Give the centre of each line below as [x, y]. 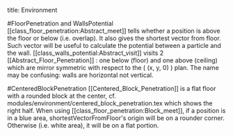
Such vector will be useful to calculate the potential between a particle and [114, 45]
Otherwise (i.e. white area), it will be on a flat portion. [83, 125]
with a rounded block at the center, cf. [62, 96]
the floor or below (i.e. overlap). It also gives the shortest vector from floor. [114, 38]
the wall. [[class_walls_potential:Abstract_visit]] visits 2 [86, 53]
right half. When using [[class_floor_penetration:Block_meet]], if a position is [116, 111]
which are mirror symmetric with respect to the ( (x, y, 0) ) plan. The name [113, 68]
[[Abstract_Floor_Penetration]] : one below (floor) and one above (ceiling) [112, 60]
